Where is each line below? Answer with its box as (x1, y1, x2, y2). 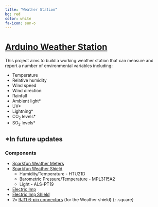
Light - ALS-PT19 (19, 181, 54, 187)
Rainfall (12, 93, 27, 99)
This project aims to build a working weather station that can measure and (5, 58, 154, 64)
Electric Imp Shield (12, 191, 50, 197)
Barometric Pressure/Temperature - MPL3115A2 (19, 176, 115, 182)
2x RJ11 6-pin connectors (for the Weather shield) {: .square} (12, 197, 134, 203)
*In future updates (5, 135, 63, 143)
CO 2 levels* (12, 114, 36, 121)
